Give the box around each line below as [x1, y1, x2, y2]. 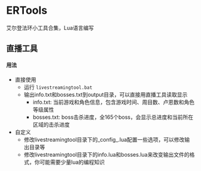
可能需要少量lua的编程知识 [39, 158, 105, 166]
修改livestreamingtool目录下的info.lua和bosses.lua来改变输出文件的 [23, 151, 190, 158]
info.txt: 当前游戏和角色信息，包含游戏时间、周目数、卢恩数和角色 [32, 98, 195, 106]
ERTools [6, 4, 48, 17]
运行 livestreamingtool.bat [23, 83, 93, 91]
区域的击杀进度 [32, 121, 70, 128]
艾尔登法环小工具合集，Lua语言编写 [6, 24, 95, 31]
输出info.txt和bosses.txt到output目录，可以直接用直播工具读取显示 [23, 91, 188, 98]
